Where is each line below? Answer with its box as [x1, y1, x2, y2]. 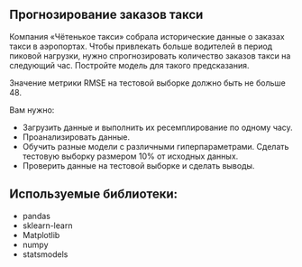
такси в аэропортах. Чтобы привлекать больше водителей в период [9, 41, 273, 51]
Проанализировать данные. [22, 131, 131, 143]
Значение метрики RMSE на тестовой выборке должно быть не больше [9, 77, 286, 88]
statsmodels [22, 248, 69, 260]
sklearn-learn [22, 220, 73, 231]
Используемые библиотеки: [9, 187, 178, 202]
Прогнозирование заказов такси [9, 7, 204, 23]
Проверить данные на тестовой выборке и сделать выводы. [22, 160, 255, 170]
